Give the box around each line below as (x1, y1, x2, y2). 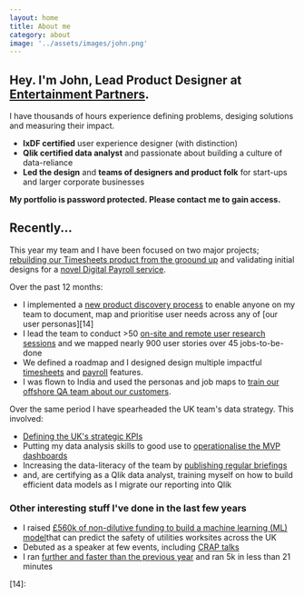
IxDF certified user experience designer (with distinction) (22, 138, 238, 149)
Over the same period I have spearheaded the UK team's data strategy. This (9, 403, 294, 414)
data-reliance (22, 157, 74, 168)
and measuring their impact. (9, 120, 115, 132)
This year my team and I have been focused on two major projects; (9, 244, 260, 255)
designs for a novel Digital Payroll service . (9, 264, 166, 274)
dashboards (22, 450, 68, 461)
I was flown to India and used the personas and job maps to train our (22, 376, 279, 387)
